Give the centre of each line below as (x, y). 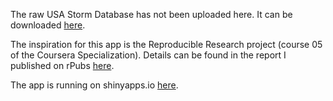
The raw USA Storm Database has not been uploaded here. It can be (151, 14)
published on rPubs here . (62, 65)
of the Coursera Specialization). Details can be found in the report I (148, 55)
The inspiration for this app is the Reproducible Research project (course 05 (166, 44)
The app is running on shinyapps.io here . (94, 85)
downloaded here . (48, 25)
